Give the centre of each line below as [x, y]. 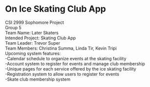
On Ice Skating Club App [55, 9]
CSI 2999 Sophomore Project [35, 22]
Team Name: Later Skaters [32, 33]
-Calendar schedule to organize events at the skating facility [66, 58]
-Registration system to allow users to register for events [62, 74]
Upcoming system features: [33, 53]
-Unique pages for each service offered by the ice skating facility [71, 69]
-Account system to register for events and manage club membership [75, 64]
